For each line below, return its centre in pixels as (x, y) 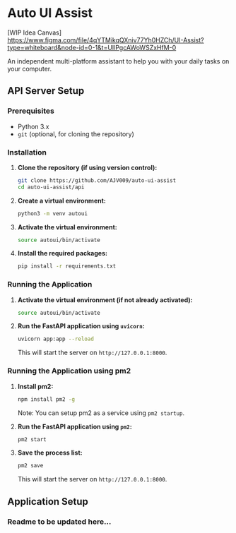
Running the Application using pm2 (69, 371)
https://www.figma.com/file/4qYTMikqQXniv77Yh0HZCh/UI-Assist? (106, 40)
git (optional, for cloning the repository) (76, 134)
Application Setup (48, 502)
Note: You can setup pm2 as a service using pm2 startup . (101, 413)
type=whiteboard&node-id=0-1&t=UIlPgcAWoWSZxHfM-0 (92, 47)
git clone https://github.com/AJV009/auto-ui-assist (97, 180)
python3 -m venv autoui (53, 213)
